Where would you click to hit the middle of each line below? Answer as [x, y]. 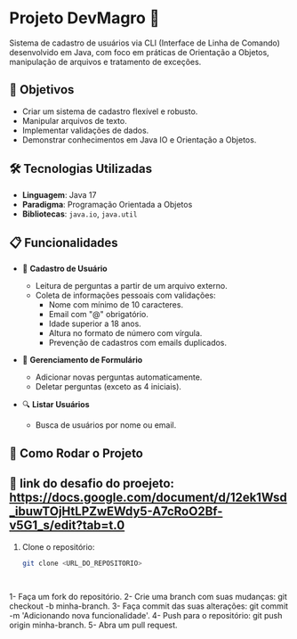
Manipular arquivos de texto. [74, 120]
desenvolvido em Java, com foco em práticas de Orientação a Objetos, [139, 52]
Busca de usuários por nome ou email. [106, 425]
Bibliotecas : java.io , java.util [80, 214]
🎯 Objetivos [42, 90]
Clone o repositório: [58, 546]
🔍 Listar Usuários [56, 405]
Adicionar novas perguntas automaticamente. [119, 377]
